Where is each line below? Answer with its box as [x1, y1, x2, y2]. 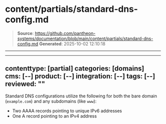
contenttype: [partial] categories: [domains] [5, 64, 145, 73]
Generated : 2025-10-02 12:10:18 [39, 41, 106, 46]
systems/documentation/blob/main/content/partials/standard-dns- [17, 36, 153, 41]
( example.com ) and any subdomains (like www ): [5, 98, 97, 104]
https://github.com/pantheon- [35, 30, 96, 36]
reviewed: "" [5, 80, 45, 88]
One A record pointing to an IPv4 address [12, 113, 97, 119]
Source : [17, 30, 34, 36]
